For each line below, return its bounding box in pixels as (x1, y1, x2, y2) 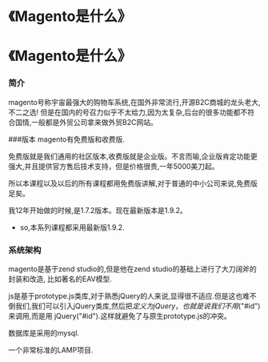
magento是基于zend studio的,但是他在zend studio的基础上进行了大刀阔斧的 (8, 263, 258, 273)
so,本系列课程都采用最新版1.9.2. (19, 222, 126, 232)
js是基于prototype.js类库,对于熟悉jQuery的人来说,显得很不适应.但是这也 (8, 291, 242, 300)
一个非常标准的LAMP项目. (8, 345, 94, 355)
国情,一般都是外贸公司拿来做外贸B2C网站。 (14, 117, 158, 127)
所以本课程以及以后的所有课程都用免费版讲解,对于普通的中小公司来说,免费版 (8, 178, 258, 188)
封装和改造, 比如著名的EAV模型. (8, 274, 112, 284)
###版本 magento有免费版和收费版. (8, 134, 126, 144)
